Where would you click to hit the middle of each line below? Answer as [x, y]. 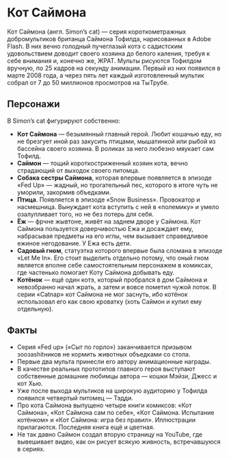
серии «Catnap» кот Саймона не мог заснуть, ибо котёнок [102, 294]
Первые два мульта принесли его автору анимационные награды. [114, 361]
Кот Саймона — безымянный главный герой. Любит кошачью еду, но [119, 134]
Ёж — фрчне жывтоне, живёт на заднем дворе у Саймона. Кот [109, 221]
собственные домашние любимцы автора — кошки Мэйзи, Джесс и [117, 376]
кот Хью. [30, 383]
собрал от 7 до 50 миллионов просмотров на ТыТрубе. [88, 82]
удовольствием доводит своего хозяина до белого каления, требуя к [109, 53]
